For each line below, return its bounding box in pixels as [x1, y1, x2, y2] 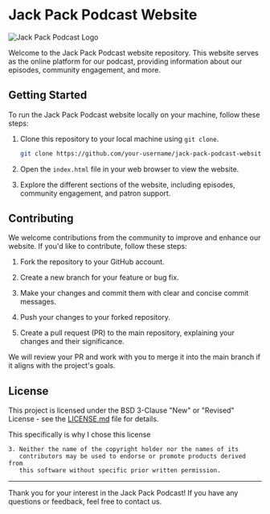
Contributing [8, 212, 74, 226]
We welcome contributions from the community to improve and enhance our [8, 233, 261, 242]
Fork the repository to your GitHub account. [19, 257, 165, 267]
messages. [19, 296, 57, 307]
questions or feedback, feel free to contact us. [8, 497, 162, 507]
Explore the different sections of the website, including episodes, [19, 180, 235, 189]
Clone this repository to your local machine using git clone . [19, 134, 219, 143]
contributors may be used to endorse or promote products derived [18, 453, 247, 461]
